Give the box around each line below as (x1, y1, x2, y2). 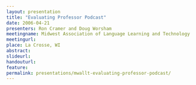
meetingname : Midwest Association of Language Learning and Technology (6, 31, 190, 37)
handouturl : (6, 59, 36, 65)
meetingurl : (6, 37, 36, 42)
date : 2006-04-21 (6, 20, 50, 26)
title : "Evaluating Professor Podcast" (6, 14, 107, 20)
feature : (6, 64, 28, 71)
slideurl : (6, 53, 31, 59)
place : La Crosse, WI (6, 42, 61, 48)
